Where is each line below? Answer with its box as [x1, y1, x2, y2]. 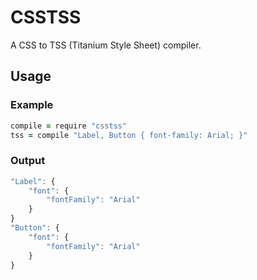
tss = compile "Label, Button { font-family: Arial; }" [10, 130, 248, 140]
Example [10, 98, 54, 112]
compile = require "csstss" [10, 121, 128, 131]
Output [10, 154, 46, 168]
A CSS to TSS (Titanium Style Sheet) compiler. [10, 39, 202, 51]
